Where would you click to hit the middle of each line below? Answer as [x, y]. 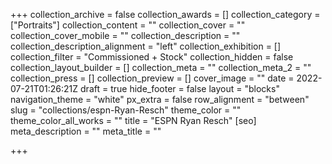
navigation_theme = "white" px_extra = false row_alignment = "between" [160, 99]
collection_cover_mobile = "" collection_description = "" [125, 35]
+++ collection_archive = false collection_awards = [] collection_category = [165, 14]
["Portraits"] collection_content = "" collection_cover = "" [128, 25]
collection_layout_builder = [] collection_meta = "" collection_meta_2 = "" [161, 67]
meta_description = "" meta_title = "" [86, 131]
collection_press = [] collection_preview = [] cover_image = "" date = [152, 78]
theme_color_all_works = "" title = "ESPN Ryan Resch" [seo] [133, 120]
